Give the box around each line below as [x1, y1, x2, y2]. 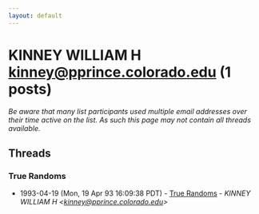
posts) [8, 80, 52, 98]
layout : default [8, 11, 62, 20]
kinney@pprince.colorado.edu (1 [8, 63, 232, 81]
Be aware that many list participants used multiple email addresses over [8, 106, 248, 116]
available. [8, 123, 42, 133]
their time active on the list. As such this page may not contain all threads [8, 115, 252, 125]
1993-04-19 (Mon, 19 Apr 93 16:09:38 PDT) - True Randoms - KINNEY [19, 188, 251, 198]
